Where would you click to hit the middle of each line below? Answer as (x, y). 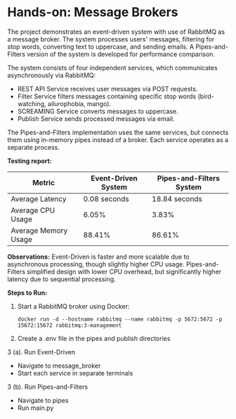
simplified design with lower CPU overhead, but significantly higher (124, 271)
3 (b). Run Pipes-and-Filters (48, 387)
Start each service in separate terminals (75, 373)
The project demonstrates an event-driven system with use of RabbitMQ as (116, 32)
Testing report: (30, 161)
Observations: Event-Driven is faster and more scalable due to (98, 257)
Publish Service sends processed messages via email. (96, 118)
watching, (32, 103)
